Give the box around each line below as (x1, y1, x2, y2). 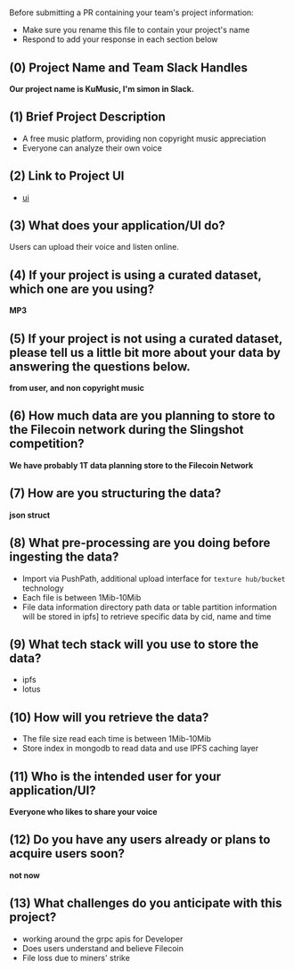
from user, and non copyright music (9, 383, 144, 394)
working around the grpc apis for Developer (21, 933, 184, 944)
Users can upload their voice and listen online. (9, 242, 180, 253)
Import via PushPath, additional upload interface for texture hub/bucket (21, 573, 286, 584)
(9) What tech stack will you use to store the (9, 636, 259, 651)
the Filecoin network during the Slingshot (9, 422, 244, 437)
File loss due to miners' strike (21, 952, 131, 963)
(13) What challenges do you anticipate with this (9, 896, 282, 911)
